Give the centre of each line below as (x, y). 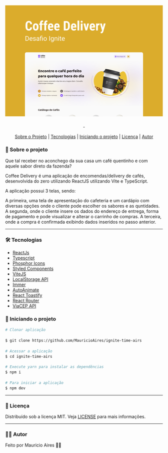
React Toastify (27, 295)
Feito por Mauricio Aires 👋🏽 (33, 445)
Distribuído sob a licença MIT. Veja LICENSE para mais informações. (75, 417)
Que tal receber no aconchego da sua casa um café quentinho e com (76, 161)
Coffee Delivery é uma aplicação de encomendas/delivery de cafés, (75, 176)
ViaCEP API (24, 306)
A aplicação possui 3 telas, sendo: (40, 191)
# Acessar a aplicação (29, 351)
